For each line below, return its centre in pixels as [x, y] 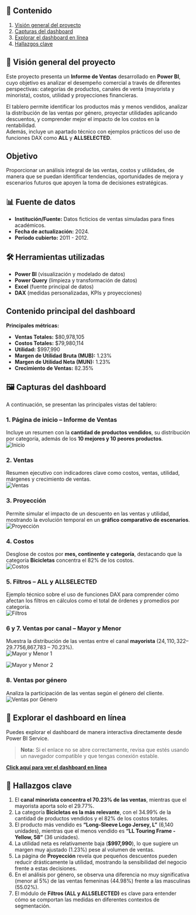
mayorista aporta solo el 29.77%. [54, 806]
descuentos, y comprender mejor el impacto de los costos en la [83, 119]
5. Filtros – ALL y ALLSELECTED [52, 581]
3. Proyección [26, 501]
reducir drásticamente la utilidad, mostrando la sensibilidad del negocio [101, 862]
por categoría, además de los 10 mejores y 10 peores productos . [85, 438]
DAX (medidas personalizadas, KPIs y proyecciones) [78, 293]
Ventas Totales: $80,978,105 [49, 337]
